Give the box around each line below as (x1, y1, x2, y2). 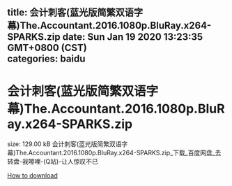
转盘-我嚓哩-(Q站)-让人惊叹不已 (7, 157, 99, 166)
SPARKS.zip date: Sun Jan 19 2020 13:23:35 (7, 31, 203, 43)
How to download (7, 171, 58, 180)
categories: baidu (7, 53, 86, 65)
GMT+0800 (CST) (7, 42, 87, 54)
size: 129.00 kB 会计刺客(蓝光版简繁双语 (7, 140, 122, 148)
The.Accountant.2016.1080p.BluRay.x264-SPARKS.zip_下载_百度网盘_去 (15, 149, 222, 157)
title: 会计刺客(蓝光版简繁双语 (7, 6, 134, 19)
